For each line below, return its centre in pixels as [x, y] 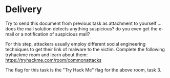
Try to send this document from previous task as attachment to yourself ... [83, 23]
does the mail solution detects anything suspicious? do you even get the [81, 28]
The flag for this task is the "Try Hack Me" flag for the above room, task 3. [83, 70]
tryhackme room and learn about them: [47, 55]
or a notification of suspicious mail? [53, 34]
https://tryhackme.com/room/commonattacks [54, 60]
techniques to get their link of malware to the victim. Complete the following [85, 49]
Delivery [24, 9]
